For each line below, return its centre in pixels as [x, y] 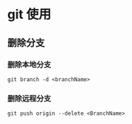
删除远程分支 [29, 98]
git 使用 [29, 14]
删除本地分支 [29, 64]
